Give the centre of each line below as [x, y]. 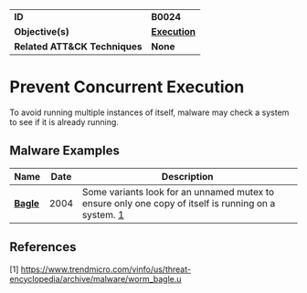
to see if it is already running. [64, 121]
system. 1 [103, 215]
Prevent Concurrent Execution [127, 87]
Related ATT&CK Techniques [78, 47]
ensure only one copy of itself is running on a [179, 203]
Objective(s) [42, 31]
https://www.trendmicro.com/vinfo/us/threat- [106, 269]
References [43, 247]
